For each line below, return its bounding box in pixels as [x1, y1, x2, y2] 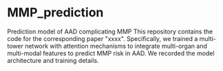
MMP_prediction [7, 5, 104, 20]
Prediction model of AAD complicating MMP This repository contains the [7, 27, 213, 35]
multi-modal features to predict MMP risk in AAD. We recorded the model [7, 49, 215, 57]
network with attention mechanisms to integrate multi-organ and [25, 42, 208, 50]
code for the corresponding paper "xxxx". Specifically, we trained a [7, 34, 198, 42]
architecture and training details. [7, 56, 99, 64]
